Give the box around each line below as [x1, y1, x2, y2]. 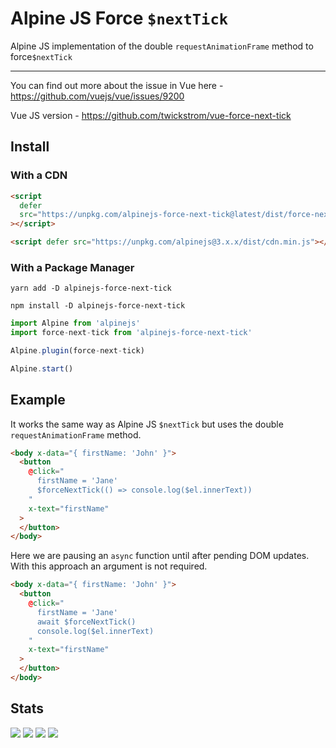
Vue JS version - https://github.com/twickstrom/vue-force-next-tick [10, 109, 292, 121]
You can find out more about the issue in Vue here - [10, 79, 224, 91]
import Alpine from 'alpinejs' [10, 318, 141, 329]
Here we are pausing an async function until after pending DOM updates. [10, 550, 310, 562]
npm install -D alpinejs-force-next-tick [10, 301, 186, 311]
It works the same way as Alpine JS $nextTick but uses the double [10, 418, 284, 430]
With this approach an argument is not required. [10, 560, 208, 572]
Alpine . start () [10, 363, 74, 374]
